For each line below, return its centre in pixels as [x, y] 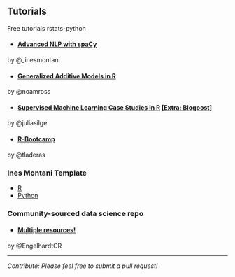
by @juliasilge [27, 123]
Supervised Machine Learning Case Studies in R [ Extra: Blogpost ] [114, 107]
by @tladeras [26, 155]
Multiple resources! [47, 230]
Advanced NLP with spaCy [57, 44]
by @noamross [29, 92]
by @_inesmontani [34, 60]
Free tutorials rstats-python [47, 28]
